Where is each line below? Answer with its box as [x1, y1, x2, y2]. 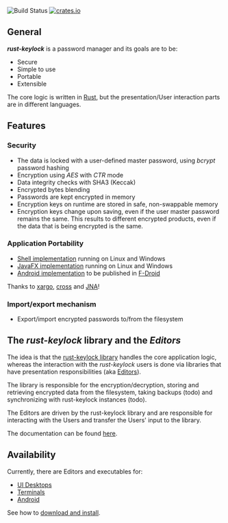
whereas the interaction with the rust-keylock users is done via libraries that [7, 360, 221, 368]
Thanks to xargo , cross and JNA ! [7, 282, 100, 291]
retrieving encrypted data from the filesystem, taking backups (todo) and [7, 388, 213, 396]
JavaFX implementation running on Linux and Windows [16, 261, 173, 270]
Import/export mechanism [7, 299, 97, 308]
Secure [16, 58, 38, 66]
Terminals [16, 487, 45, 496]
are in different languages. [7, 100, 81, 108]
